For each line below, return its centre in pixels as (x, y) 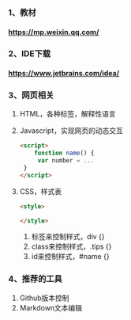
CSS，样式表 (40, 191)
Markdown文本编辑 (51, 307)
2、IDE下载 (30, 54)
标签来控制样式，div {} (68, 237)
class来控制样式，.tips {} (71, 246)
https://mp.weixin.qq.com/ (54, 32)
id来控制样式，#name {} (70, 257)
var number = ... (66, 161)
